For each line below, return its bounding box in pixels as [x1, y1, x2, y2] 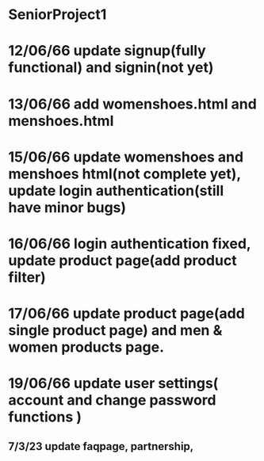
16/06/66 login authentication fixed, [8, 234, 251, 253]
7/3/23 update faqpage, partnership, [8, 440, 194, 453]
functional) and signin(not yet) [8, 59, 214, 77]
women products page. [8, 338, 165, 356]
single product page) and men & [8, 322, 223, 340]
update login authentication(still [8, 181, 224, 200]
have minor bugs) [8, 198, 127, 216]
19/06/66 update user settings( [8, 375, 219, 393]
